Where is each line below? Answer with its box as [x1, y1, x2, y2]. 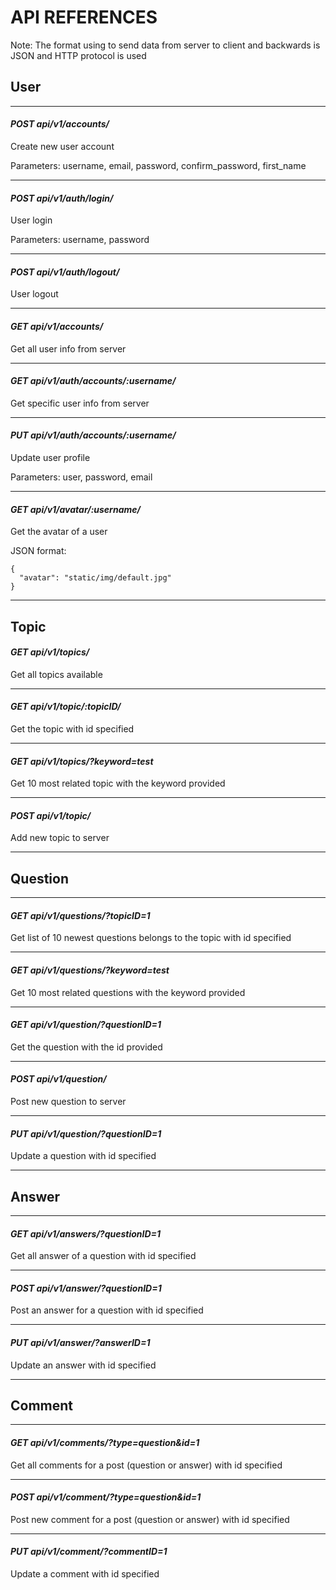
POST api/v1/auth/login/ [10, 192, 114, 204]
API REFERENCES [10, 6, 158, 29]
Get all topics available [10, 668, 103, 680]
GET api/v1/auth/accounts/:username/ [10, 375, 177, 387]
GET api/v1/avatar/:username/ [10, 503, 141, 515]
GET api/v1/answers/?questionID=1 [10, 1227, 162, 1240]
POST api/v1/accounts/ [10, 118, 110, 130]
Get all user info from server [10, 342, 127, 355]
